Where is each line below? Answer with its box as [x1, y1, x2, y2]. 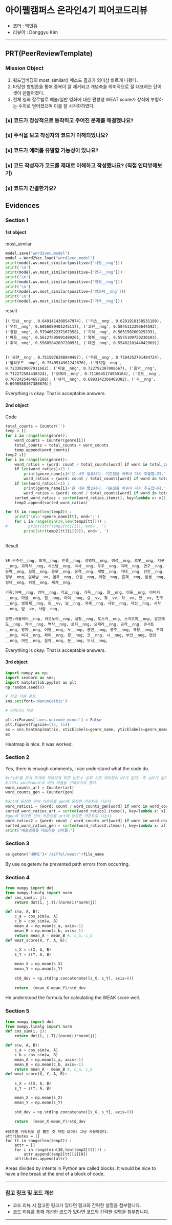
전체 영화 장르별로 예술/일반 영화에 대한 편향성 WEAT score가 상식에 [12, 96, 150, 102]
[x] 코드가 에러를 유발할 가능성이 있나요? [5, 147, 99, 154]
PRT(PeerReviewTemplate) [5, 49, 93, 58]
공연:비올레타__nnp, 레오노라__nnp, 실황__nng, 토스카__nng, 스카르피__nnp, [5, 616, 153, 622]
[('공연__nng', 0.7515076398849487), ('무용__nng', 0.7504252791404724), [5, 355, 162, 360]
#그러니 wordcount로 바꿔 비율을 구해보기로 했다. [5, 780, 98, 785]
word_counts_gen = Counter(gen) [5, 790, 74, 795]
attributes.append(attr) [14, 1156, 68, 1162]
